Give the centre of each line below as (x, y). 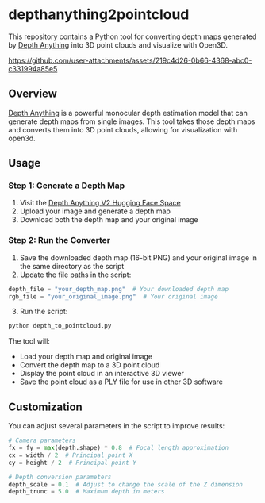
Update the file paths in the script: (75, 275)
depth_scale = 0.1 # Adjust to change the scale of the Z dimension (126, 484)
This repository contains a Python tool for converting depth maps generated (132, 36)
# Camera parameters (42, 441)
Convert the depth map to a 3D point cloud (90, 365)
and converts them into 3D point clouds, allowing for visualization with (123, 129)
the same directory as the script (72, 266)
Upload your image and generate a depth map (95, 211)
